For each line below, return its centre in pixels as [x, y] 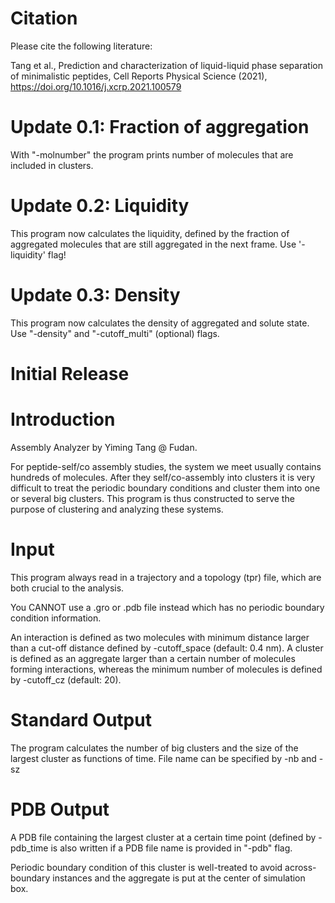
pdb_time [29, 848]
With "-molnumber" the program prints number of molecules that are [152, 154]
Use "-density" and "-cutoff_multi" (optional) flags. [115, 333]
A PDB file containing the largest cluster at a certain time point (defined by [163, 837]
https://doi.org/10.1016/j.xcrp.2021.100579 [96, 86]
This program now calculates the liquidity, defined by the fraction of [150, 233]
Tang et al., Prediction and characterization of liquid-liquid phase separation [166, 65]
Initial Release [70, 373]
